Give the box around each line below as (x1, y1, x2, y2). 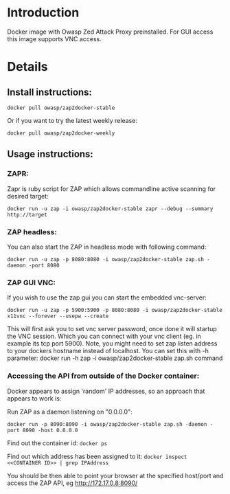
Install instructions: (7, 86, 93, 98)
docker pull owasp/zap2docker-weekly (7, 129, 115, 137)
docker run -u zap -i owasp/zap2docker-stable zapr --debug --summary (7, 205, 214, 212)
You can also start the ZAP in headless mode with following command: (7, 243, 207, 251)
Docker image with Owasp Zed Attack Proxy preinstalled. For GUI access (7, 27, 214, 36)
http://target (7, 211, 48, 218)
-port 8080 (28, 262, 60, 269)
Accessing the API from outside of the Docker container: (7, 371, 200, 381)
